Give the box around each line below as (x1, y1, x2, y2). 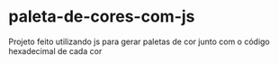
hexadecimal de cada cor (8, 45, 103, 56)
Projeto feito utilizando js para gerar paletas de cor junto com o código (8, 36, 271, 47)
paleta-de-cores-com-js (8, 6, 195, 27)
